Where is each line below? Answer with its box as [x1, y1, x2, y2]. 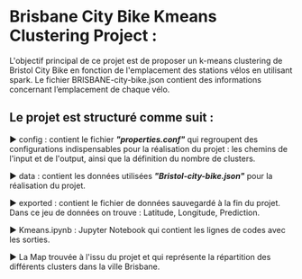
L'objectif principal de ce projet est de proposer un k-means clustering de [9, 55, 283, 66]
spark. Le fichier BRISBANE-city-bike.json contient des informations [9, 74, 261, 85]
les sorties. [9, 234, 50, 245]
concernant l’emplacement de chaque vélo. [9, 84, 170, 94]
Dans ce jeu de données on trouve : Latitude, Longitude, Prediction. [9, 207, 261, 218]
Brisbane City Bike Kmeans [9, 6, 217, 27]
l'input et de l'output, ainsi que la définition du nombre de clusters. [9, 153, 256, 164]
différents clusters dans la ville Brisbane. [9, 261, 160, 272]
